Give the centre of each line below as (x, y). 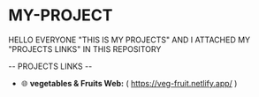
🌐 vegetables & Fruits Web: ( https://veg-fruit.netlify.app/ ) (129, 83)
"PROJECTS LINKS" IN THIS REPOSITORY (85, 48)
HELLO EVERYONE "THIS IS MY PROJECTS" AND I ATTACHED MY (129, 40)
